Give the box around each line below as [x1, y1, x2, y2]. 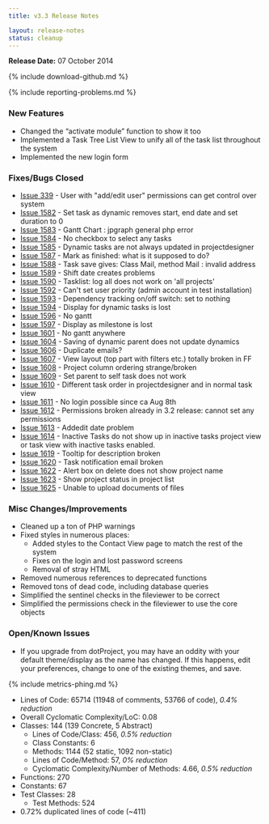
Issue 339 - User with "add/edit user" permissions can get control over [19, 190, 257, 200]
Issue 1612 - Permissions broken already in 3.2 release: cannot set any [19, 406, 254, 415]
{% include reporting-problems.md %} [8, 87, 137, 97]
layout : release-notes [8, 26, 85, 35]
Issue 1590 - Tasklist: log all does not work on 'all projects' [19, 276, 216, 286]
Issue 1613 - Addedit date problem [19, 423, 135, 432]
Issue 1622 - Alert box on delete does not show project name [19, 465, 224, 475]
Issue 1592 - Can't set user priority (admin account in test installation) [19, 285, 253, 295]
